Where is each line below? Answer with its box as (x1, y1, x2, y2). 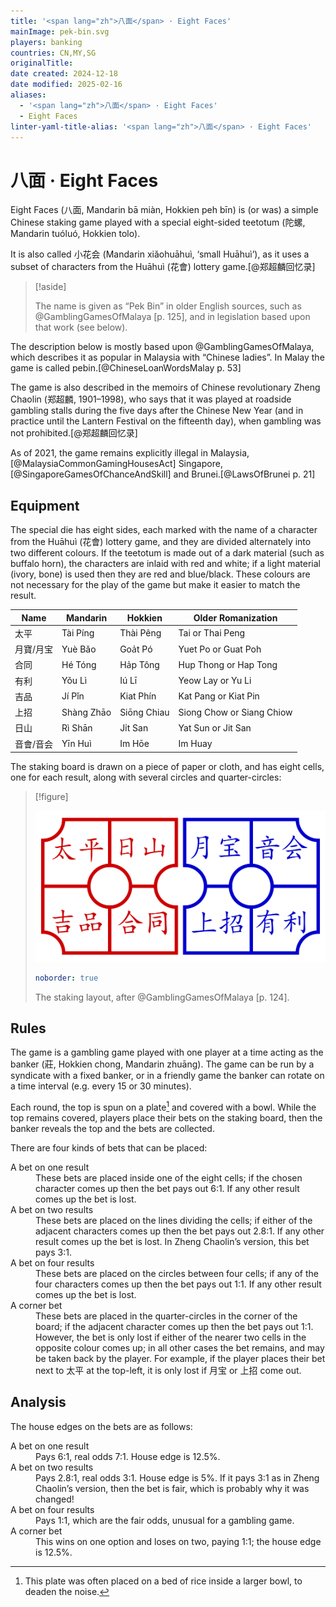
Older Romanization (193, 611, 278, 624)
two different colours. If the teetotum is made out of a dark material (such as (10, 547, 325, 559)
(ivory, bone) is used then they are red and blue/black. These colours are (10, 568, 311, 580)
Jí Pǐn (61, 690, 85, 702)
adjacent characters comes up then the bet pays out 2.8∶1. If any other (35, 1225, 325, 1237)
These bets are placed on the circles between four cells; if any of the (35, 1268, 320, 1280)
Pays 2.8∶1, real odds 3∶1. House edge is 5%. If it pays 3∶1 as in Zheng (35, 1471, 320, 1484)
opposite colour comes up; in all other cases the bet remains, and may (35, 1342, 325, 1354)
